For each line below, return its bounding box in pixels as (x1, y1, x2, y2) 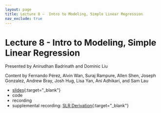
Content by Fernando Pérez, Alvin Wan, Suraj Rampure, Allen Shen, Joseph (5, 73, 156, 79)
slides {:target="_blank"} (12, 87, 61, 93)
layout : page (5, 7, 32, 12)
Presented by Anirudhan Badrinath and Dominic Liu (5, 64, 108, 69)
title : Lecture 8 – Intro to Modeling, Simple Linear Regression (5, 12, 143, 16)
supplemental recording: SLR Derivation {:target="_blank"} (12, 103, 129, 109)
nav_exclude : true (5, 16, 42, 21)
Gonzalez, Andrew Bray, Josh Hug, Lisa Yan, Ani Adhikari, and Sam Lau (5, 78, 149, 84)
